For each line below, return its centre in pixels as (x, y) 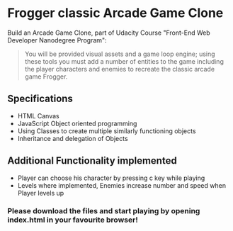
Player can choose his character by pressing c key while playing (111, 178)
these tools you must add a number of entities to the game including (124, 61)
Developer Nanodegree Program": (57, 40)
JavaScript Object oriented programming (77, 123)
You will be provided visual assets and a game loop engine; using (120, 54)
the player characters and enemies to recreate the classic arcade (119, 69)
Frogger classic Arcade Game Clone (115, 13)
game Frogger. (46, 77)
